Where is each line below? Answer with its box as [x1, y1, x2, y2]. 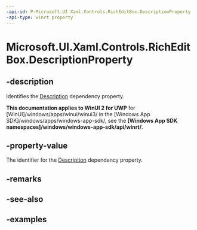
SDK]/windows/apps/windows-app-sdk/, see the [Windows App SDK [6, 117, 178, 124]
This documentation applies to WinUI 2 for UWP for [6, 104, 136, 111]
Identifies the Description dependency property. [6, 92, 125, 99]
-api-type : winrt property [6, 14, 73, 20]
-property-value [6, 140, 68, 150]
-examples [6, 214, 47, 225]
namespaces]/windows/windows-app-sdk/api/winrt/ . [6, 123, 143, 131]
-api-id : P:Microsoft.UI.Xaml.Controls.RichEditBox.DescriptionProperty [6, 8, 191, 15]
